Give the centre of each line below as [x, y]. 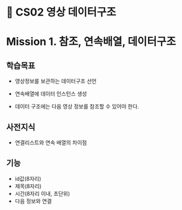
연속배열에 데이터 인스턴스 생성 [51, 94]
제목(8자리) [28, 186]
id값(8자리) [28, 178]
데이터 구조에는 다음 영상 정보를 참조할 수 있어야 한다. [77, 106]
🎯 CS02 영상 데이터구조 [61, 12]
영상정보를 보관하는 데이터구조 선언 [55, 81]
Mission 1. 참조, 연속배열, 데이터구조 [91, 42]
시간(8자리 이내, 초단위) [42, 193]
